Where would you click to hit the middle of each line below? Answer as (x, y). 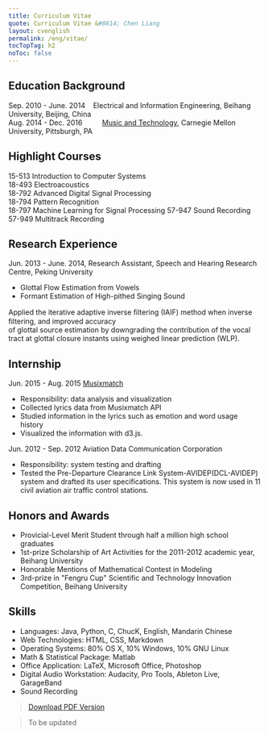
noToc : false (30, 53)
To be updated (52, 722)
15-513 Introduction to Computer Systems (77, 176)
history (32, 425)
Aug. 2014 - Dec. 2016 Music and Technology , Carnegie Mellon (122, 123)
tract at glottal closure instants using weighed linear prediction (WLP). (124, 339)
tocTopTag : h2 (32, 46)
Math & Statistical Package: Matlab (78, 657)
